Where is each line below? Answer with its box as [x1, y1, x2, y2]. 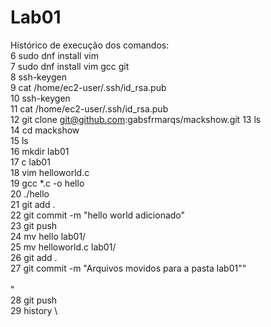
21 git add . [10, 198, 56, 210]
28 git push [10, 294, 58, 306]
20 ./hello [10, 187, 50, 200]
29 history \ [10, 304, 58, 316]
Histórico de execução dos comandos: [10, 39, 170, 51]
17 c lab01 [10, 156, 51, 168]
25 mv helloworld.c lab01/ [10, 241, 117, 253]
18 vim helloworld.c [10, 166, 90, 178]
